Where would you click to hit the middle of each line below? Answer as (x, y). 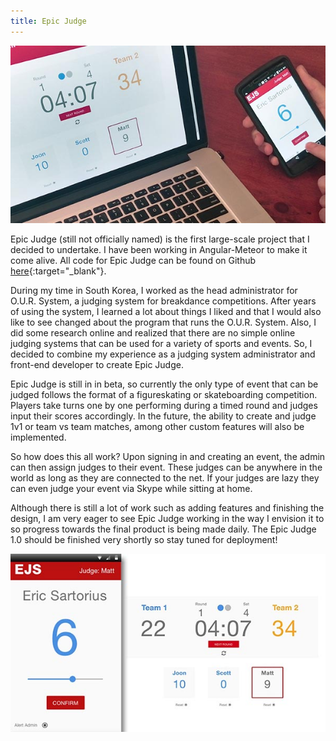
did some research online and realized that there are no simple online (153, 333)
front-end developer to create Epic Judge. (97, 365)
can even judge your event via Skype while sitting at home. (131, 489)
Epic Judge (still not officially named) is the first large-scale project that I (160, 239)
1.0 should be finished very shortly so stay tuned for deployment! (144, 540)
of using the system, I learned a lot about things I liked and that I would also (166, 312)
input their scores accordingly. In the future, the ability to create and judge (163, 416)
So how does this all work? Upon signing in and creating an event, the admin (168, 457)
